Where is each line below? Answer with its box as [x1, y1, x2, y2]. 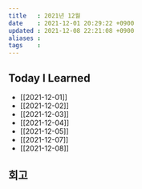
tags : [8, 42, 42, 50]
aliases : [8, 34, 42, 42]
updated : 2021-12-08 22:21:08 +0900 [8, 26, 135, 34]
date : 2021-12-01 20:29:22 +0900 [8, 19, 135, 27]
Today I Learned [8, 71, 91, 85]
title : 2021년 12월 [8, 11, 81, 20]
